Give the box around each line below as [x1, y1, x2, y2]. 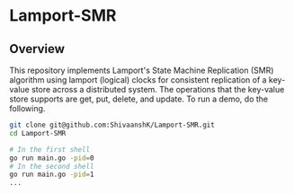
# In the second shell [9, 162, 94, 171]
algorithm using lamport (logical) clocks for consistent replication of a [9, 75, 267, 85]
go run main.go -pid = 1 [9, 170, 94, 180]
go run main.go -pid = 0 [9, 154, 94, 163]
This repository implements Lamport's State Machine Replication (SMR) [9, 65, 274, 75]
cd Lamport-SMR [9, 128, 67, 137]
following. [9, 103, 46, 113]
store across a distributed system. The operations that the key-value [31, 84, 285, 94]
